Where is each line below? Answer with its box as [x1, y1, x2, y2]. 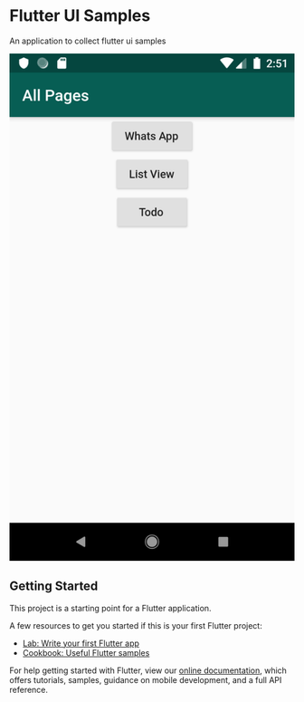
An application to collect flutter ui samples [9, 35, 166, 46]
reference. [9, 684, 48, 695]
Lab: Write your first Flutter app [22, 638, 140, 649]
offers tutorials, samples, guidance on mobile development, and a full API [9, 674, 282, 685]
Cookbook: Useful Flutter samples [22, 647, 150, 658]
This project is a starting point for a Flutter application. [9, 602, 212, 613]
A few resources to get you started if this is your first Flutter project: [9, 620, 262, 630]
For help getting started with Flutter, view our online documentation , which [9, 665, 288, 676]
